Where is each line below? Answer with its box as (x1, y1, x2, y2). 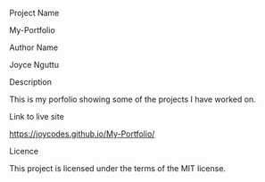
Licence (9, 146, 38, 156)
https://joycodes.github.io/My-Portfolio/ (9, 128, 155, 139)
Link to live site (9, 112, 64, 121)
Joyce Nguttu (9, 60, 60, 70)
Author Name (9, 42, 59, 53)
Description (9, 77, 52, 87)
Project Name (9, 8, 60, 18)
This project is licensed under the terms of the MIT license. (9, 163, 226, 173)
